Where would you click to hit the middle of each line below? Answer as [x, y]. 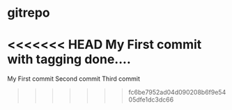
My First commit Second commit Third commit [74, 79]
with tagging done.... [69, 60]
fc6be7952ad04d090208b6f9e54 [177, 93]
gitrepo [29, 13]
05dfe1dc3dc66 [151, 100]
